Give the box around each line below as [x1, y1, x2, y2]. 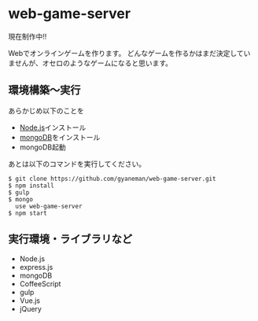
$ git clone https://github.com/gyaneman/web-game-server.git [8, 175, 216, 183]
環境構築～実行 [8, 83, 81, 97]
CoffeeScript [19, 279, 61, 288]
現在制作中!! [8, 31, 47, 41]
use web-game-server [15, 202, 83, 210]
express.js [19, 262, 53, 271]
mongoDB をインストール [19, 132, 101, 142]
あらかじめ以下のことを [8, 105, 84, 115]
